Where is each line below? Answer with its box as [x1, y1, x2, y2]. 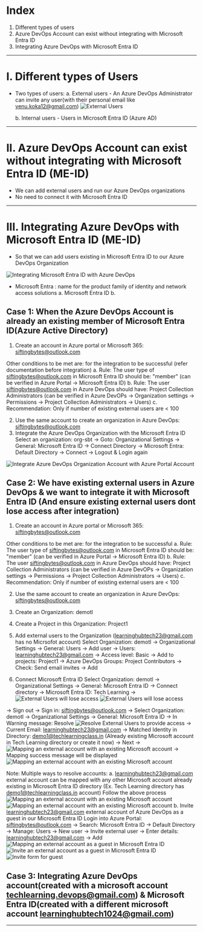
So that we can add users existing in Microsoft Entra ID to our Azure [14, 253, 184, 260]
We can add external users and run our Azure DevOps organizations [14, 187, 185, 194]
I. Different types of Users [6, 70, 138, 83]
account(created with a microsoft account [6, 880, 169, 890]
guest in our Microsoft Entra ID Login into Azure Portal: [6, 815, 143, 822]
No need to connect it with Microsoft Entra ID [14, 193, 128, 200]
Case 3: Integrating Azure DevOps [6, 871, 138, 881]
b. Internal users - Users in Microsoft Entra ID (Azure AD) [14, 114, 157, 121]
